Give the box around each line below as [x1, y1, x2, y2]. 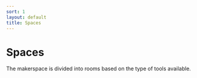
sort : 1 [6, 8, 26, 15]
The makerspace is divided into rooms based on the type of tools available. [6, 65, 191, 72]
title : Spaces [6, 20, 42, 26]
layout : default [6, 14, 47, 20]
